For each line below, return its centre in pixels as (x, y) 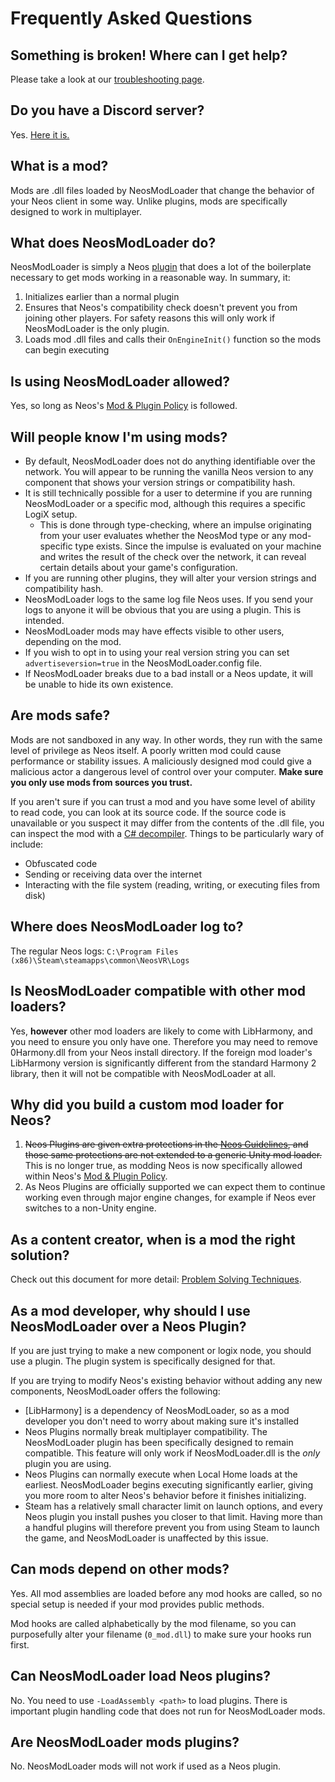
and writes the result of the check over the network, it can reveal (173, 557)
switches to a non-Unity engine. (90, 1208)
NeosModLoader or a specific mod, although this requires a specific (165, 504)
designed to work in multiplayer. (76, 211)
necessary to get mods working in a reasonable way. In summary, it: (150, 278)
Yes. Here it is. (40, 134)
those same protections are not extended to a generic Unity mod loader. (173, 1155)
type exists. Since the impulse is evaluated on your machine (198, 546)
